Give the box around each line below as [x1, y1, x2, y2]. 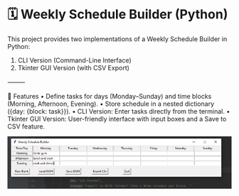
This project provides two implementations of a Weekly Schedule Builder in [7, 34, 228, 43]
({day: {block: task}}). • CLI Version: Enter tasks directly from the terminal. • [7, 107, 230, 115]
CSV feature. [7, 122, 45, 131]
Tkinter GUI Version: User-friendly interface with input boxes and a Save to [7, 114, 227, 123]
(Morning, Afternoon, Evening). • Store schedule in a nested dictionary [7, 99, 215, 108]
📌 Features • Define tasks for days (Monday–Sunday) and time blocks [7, 92, 212, 100]
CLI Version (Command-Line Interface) [17, 55, 132, 65]
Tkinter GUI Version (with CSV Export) [17, 63, 130, 72]
